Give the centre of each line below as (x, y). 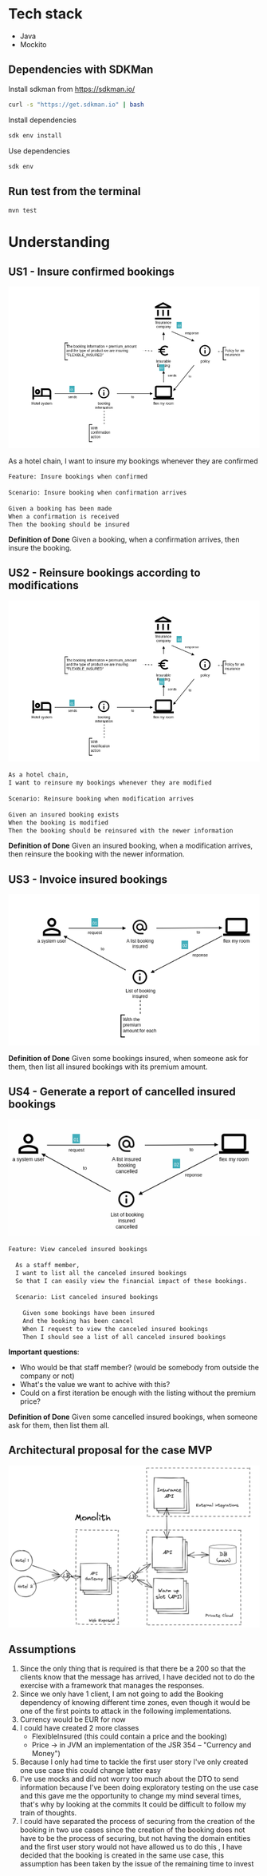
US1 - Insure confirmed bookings (92, 271)
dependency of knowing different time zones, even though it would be (135, 1703)
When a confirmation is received (64, 516)
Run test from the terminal (75, 191)
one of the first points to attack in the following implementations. (126, 1711)
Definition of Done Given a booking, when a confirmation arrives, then (124, 539)
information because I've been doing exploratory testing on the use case (139, 1787)
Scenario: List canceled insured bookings (87, 1297)
